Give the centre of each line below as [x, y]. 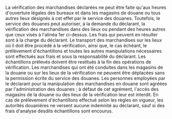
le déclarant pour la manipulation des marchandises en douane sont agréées [86, 84]
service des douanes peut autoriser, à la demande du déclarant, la [75, 24]
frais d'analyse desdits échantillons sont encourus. [59, 111]
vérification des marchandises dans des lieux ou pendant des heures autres [85, 29]
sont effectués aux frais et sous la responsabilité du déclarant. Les [76, 56]
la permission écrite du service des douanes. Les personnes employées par [85, 78]
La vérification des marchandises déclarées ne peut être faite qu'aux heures [86, 7]
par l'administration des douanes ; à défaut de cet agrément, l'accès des [82, 89]
